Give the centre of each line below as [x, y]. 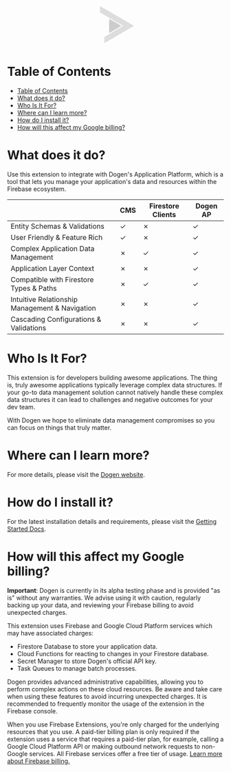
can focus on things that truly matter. [59, 427]
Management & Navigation [53, 308]
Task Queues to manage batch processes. [77, 668]
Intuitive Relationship [44, 299]
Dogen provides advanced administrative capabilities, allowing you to [106, 682]
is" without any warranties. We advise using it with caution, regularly [104, 598]
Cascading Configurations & [56, 319]
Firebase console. [32, 711]
